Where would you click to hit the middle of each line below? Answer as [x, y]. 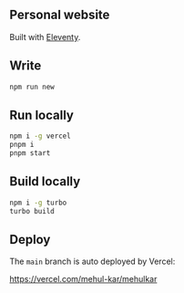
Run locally [42, 115]
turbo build [32, 211]
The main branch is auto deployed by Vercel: [92, 262]
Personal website [60, 15]
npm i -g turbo [38, 203]
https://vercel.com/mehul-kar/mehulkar [83, 279]
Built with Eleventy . [45, 37]
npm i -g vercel [40, 136]
